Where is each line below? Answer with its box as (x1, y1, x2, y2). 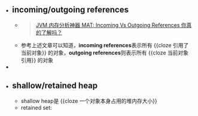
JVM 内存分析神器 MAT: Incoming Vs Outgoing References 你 (35, 21, 187, 29)
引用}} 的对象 (20, 56, 54, 63)
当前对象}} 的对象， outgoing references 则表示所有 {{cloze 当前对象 (20, 49, 189, 56)
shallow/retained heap (11, 81, 98, 91)
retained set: (20, 104, 52, 111)
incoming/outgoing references (11, 5, 129, 15)
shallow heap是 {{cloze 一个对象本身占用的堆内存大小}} (20, 97, 157, 104)
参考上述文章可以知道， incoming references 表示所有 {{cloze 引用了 (20, 41, 189, 48)
